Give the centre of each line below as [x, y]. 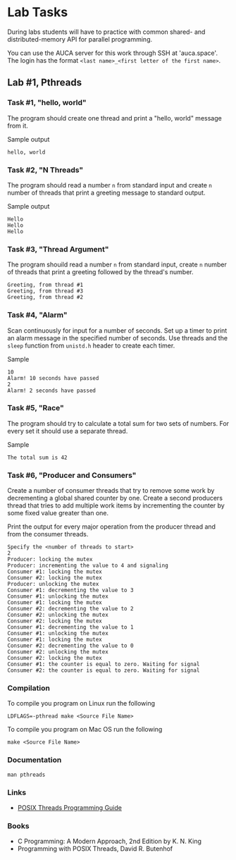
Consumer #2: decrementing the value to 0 [70, 646]
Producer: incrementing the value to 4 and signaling [88, 566]
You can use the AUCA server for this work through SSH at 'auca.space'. [113, 53]
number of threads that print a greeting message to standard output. [106, 192]
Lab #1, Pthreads [45, 83]
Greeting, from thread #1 [45, 285]
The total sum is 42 [38, 457]
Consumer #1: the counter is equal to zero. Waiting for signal [104, 664]
